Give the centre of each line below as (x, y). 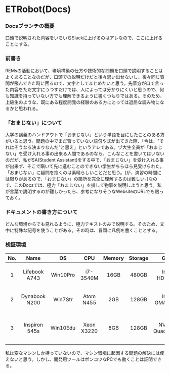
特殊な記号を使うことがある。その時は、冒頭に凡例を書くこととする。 (87, 230)
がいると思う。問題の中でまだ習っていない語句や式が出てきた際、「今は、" (82, 141)
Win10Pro (63, 275)
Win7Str (63, 299)
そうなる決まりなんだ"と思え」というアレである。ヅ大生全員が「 (81, 147)
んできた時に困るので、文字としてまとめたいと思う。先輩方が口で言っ (91, 83)
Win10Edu (63, 328)
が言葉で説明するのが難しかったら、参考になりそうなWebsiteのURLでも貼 (82, 192)
